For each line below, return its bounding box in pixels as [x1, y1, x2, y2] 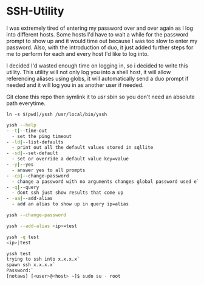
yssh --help [6, 122, 36, 128]
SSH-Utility [6, 4, 64, 18]
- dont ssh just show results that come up [12, 190, 123, 196]
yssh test [6, 250, 32, 256]
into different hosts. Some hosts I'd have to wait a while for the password [6, 30, 189, 38]
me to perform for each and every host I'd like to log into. [6, 50, 149, 57]
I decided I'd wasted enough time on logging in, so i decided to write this [6, 62, 188, 69]
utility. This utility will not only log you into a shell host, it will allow [6, 68, 171, 75]
